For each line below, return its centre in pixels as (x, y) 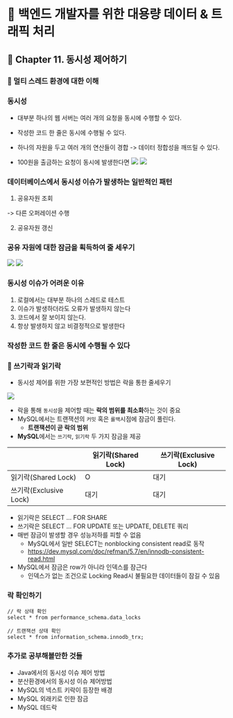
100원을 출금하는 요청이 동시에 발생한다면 (73, 162)
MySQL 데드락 (37, 707)
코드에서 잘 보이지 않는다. (52, 317)
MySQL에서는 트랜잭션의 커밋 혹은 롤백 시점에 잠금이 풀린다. (96, 418)
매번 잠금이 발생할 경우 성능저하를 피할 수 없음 (79, 535)
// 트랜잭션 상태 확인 (34, 631)
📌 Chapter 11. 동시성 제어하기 (67, 59)
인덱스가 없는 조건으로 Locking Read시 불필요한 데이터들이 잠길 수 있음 (124, 576)
